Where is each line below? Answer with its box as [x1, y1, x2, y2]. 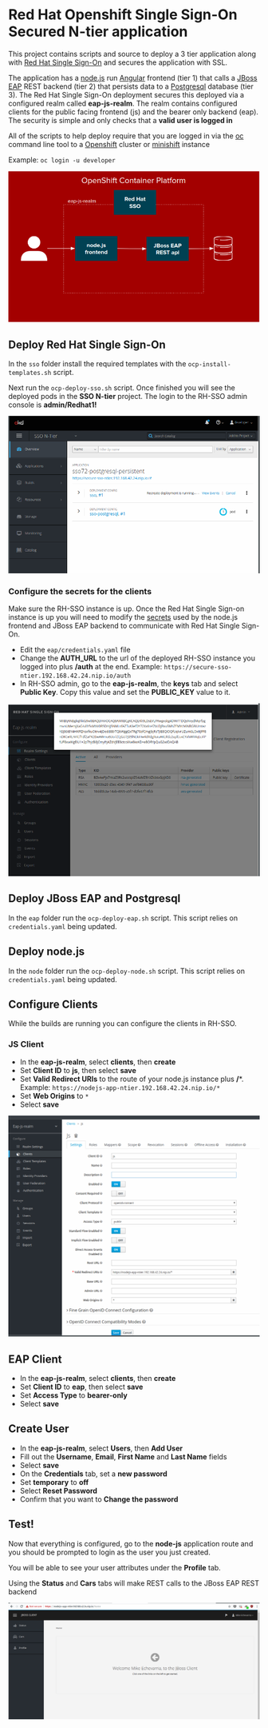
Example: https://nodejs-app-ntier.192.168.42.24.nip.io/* [19, 1082, 221, 1092]
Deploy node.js [8, 945, 85, 959]
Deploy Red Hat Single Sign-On [8, 337, 166, 351]
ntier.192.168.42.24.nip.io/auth [19, 672, 132, 680]
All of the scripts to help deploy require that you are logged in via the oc [8, 130, 244, 141]
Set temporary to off [19, 1477, 89, 1487]
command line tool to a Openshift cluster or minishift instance [8, 139, 210, 149]
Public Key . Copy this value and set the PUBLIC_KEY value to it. [19, 688, 231, 697]
